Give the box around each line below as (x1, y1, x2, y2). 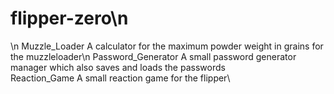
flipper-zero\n (10, 7, 129, 30)
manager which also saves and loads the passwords (10, 61, 226, 73)
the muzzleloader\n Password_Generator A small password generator (10, 50, 297, 62)
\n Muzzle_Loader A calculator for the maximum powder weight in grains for (10, 40, 324, 52)
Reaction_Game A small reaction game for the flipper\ (10, 72, 231, 84)
